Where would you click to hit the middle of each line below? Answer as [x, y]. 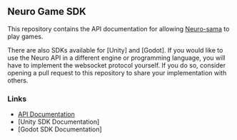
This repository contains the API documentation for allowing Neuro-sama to [118, 28]
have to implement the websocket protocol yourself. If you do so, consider [117, 65]
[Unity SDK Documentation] [59, 122]
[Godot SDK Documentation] [60, 129]
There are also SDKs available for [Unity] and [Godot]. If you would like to [115, 50]
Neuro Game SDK [47, 12]
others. [18, 80]
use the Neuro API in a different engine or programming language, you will [116, 58]
